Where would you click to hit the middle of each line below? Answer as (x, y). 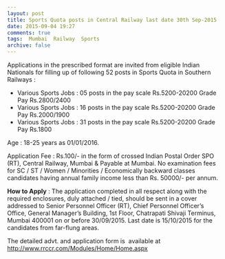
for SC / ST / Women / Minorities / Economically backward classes (101, 170)
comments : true (29, 33)
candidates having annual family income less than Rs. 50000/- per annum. (113, 178)
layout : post (26, 13)
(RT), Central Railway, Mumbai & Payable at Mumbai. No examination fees (111, 163)
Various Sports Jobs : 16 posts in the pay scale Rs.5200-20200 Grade (116, 108)
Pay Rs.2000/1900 (43, 115)
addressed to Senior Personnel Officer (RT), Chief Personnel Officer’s (106, 206)
